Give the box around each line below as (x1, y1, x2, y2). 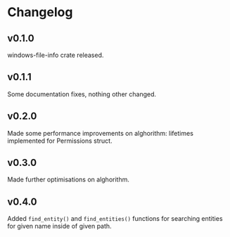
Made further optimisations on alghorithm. (7, 175, 130, 184)
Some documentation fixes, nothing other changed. (7, 89, 157, 98)
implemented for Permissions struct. (7, 136, 113, 145)
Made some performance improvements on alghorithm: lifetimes (7, 129, 193, 137)
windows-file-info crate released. (7, 51, 104, 59)
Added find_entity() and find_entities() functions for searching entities (7, 214, 223, 223)
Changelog (7, 4, 73, 20)
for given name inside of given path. (7, 222, 112, 231)
